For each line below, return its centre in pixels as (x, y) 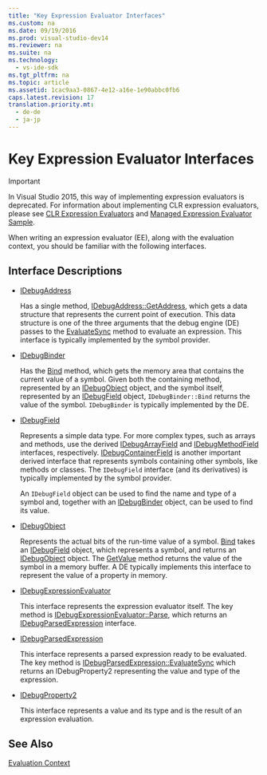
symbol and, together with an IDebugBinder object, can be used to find (136, 502)
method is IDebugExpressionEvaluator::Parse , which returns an (123, 615)
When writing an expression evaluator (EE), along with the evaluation (121, 237)
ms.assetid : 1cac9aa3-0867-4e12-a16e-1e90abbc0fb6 (94, 90)
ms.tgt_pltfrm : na (39, 75)
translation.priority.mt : (51, 105)
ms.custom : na (32, 23)
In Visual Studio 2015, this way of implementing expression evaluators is (126, 196)
